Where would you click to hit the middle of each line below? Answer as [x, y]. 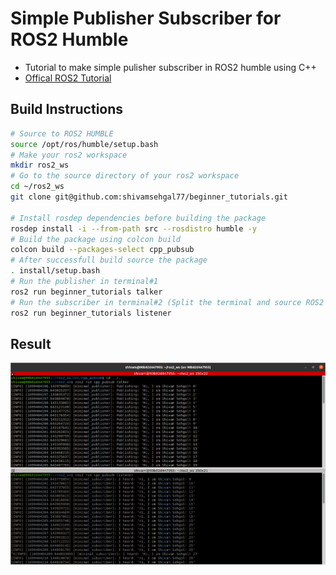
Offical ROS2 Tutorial [68, 78]
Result [31, 343]
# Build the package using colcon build [96, 239]
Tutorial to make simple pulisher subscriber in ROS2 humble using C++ [170, 67]
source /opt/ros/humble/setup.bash [84, 144]
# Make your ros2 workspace [69, 155]
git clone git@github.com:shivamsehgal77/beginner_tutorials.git [149, 197]
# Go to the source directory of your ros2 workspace [125, 176]
